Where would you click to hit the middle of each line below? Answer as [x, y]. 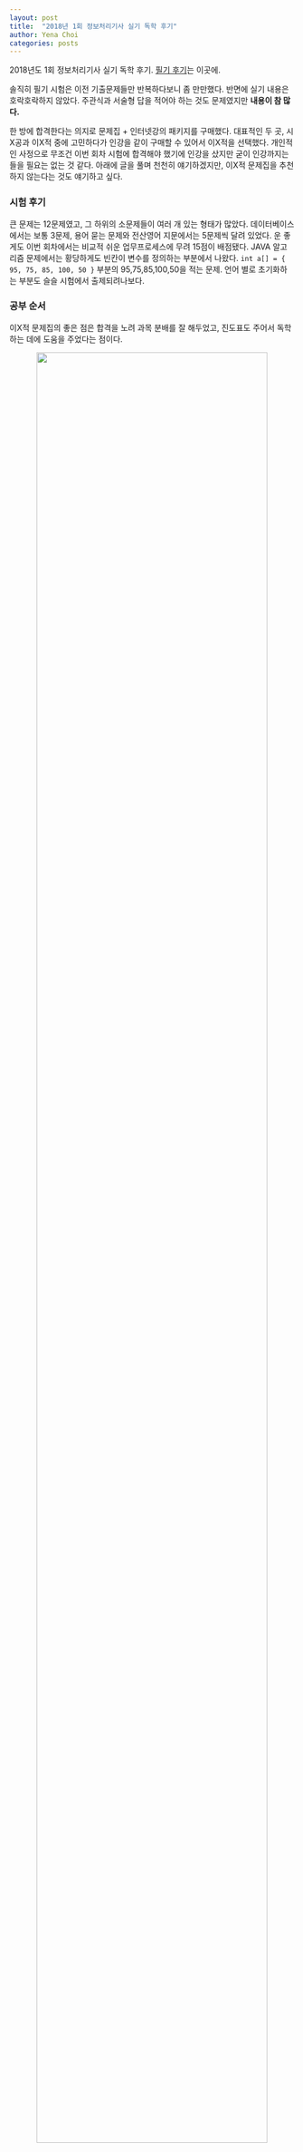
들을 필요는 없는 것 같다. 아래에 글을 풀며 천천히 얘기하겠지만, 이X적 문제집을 [143, 165]
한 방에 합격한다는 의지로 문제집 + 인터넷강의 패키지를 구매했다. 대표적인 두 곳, [147, 131]
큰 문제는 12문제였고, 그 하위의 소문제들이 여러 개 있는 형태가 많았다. [129, 224]
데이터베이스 [272, 224]
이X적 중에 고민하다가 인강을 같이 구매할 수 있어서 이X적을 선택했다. [150, 142]
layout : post [34, 18]
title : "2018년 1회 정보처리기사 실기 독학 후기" [94, 26]
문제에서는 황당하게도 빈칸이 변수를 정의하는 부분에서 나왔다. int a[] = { [156, 258]
